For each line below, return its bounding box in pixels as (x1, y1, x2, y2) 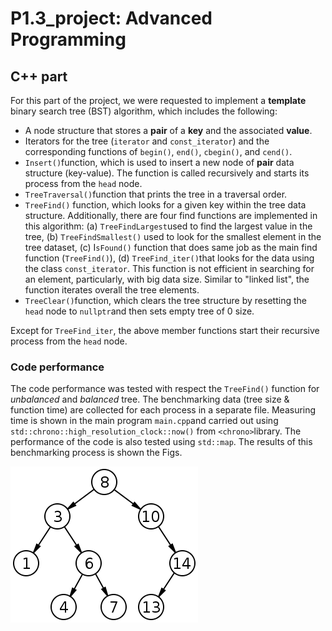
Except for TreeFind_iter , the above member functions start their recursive (10, 325, 320, 336)
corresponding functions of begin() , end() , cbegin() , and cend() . (24, 146, 293, 157)
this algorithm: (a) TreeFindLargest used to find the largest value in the (24, 220, 313, 232)
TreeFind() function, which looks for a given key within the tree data (24, 199, 307, 211)
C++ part (10, 68, 68, 85)
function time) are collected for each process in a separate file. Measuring (10, 404, 317, 416)
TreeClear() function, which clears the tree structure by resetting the (24, 295, 307, 306)
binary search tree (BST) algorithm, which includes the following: (10, 105, 278, 117)
